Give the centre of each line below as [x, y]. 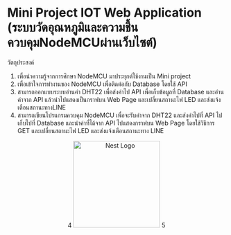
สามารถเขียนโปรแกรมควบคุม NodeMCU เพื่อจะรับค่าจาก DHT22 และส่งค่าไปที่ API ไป [120, 115]
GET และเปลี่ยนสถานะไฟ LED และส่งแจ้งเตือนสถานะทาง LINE [91, 130]
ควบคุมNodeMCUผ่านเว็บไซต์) [82, 43]
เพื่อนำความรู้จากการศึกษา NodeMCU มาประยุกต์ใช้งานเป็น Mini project [104, 76]
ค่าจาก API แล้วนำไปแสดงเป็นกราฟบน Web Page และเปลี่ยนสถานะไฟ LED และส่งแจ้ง [119, 99]
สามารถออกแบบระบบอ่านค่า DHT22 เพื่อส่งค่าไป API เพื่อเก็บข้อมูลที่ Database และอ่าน [120, 92]
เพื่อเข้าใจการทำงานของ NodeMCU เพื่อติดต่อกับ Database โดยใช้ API [102, 84]
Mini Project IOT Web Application [105, 13]
